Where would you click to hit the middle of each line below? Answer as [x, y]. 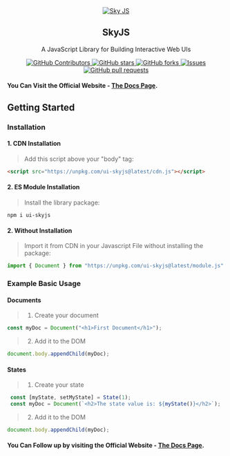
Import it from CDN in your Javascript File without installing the [114, 246]
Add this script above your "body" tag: [79, 159]
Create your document [66, 315]
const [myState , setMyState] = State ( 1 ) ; [70, 398]
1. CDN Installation [34, 144]
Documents [24, 300]
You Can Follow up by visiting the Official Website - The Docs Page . [106, 446]
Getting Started [41, 107]
